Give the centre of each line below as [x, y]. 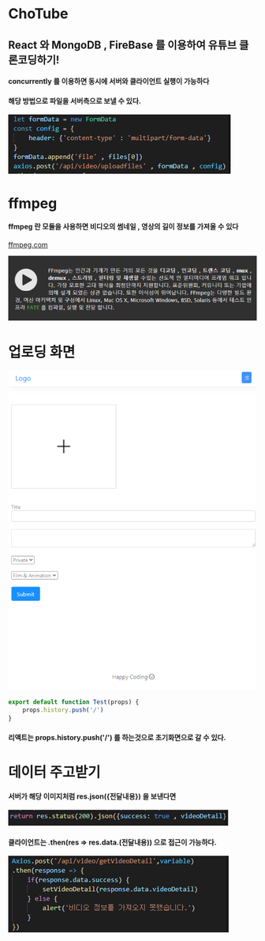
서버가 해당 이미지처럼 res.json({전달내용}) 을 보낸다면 [92, 796]
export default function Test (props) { [74, 702]
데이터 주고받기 [54, 773]
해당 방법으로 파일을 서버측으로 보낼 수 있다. [75, 100]
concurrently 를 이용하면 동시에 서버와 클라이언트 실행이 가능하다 [109, 81]
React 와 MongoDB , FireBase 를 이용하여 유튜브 [123, 45]
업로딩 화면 [42, 352]
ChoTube [38, 14]
